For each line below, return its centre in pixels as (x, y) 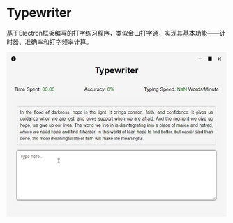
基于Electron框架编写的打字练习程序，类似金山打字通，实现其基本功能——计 (116, 33)
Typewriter (39, 13)
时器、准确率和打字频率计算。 (49, 41)
